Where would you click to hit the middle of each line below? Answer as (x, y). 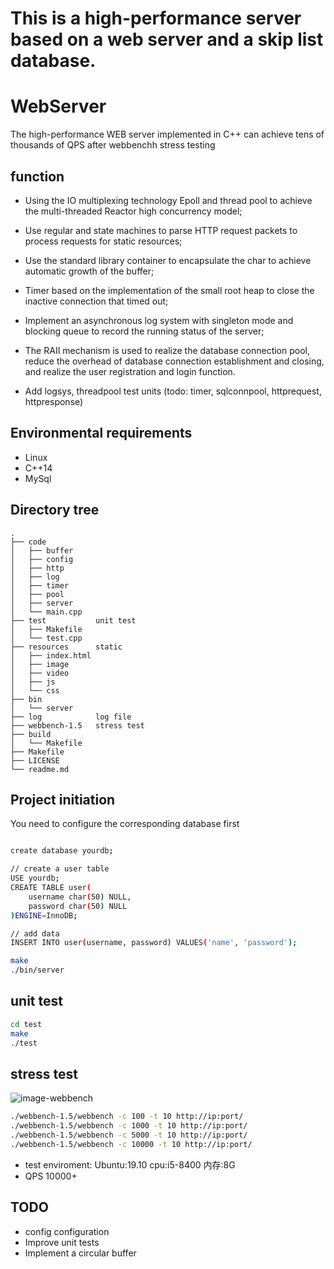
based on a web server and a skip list (167, 39)
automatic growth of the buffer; (89, 271)
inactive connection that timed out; (96, 301)
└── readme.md (40, 769)
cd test (26, 1024)
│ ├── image (40, 664)
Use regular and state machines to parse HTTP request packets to (161, 230)
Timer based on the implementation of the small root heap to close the (169, 290)
